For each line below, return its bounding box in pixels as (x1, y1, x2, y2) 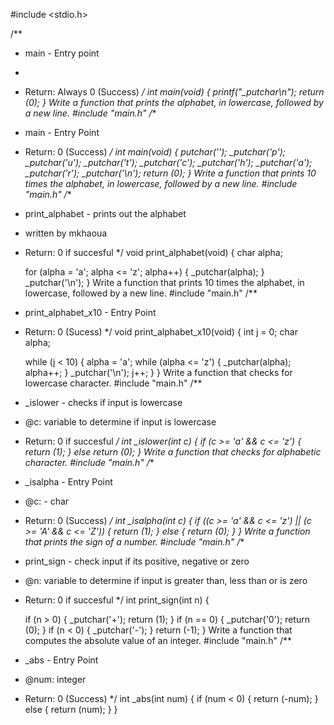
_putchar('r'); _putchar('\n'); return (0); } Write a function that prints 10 (24, 167, 317, 179)
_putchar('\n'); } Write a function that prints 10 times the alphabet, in (24, 277, 305, 288)
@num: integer (24, 674, 87, 685)
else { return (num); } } (24, 704, 118, 715)
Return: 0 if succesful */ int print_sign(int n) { (24, 594, 210, 606)
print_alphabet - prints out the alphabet (24, 208, 187, 219)
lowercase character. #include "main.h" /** (24, 377, 203, 389)
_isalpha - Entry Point (24, 476, 113, 488)
